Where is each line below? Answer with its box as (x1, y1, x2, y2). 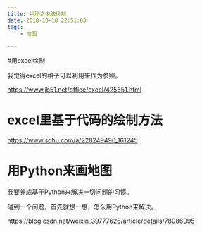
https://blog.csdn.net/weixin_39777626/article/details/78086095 (7, 216, 195, 226)
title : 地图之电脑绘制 (7, 10, 67, 18)
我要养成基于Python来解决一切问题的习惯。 (7, 188, 133, 196)
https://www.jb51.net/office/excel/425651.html (7, 85, 142, 94)
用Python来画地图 (7, 163, 113, 179)
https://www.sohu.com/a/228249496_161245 (7, 136, 139, 145)
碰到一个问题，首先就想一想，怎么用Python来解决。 (7, 202, 158, 212)
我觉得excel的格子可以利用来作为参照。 (7, 71, 122, 80)
